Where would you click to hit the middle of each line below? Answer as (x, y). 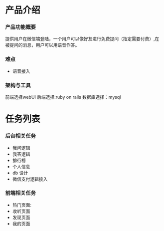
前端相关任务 (21, 193)
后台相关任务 (21, 136)
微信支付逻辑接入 (30, 179)
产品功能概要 (21, 27)
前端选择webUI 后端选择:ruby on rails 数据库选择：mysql (63, 97)
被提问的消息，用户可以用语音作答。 (42, 45)
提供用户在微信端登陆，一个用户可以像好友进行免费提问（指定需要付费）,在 (82, 39)
